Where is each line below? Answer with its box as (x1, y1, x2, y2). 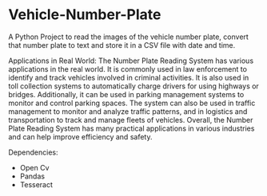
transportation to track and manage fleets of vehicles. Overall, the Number (8, 115, 253, 124)
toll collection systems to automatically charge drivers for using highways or (8, 81, 260, 91)
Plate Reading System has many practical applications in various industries (8, 123, 255, 133)
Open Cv (19, 163, 50, 172)
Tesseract (19, 179, 54, 189)
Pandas (19, 171, 46, 181)
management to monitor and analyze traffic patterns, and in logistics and (8, 106, 248, 116)
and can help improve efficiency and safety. (8, 131, 153, 141)
